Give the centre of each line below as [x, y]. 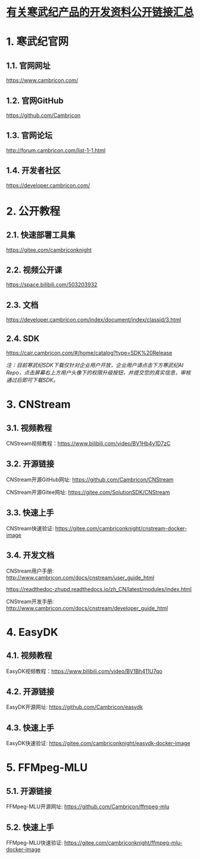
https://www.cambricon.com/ [42, 81]
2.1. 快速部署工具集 [41, 235]
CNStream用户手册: [30, 571]
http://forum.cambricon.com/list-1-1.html [56, 150]
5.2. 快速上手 [30, 827]
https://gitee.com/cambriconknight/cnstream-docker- [121, 528]
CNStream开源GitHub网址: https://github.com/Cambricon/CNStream [90, 479]
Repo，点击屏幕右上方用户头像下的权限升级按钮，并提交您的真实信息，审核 [99, 373]
